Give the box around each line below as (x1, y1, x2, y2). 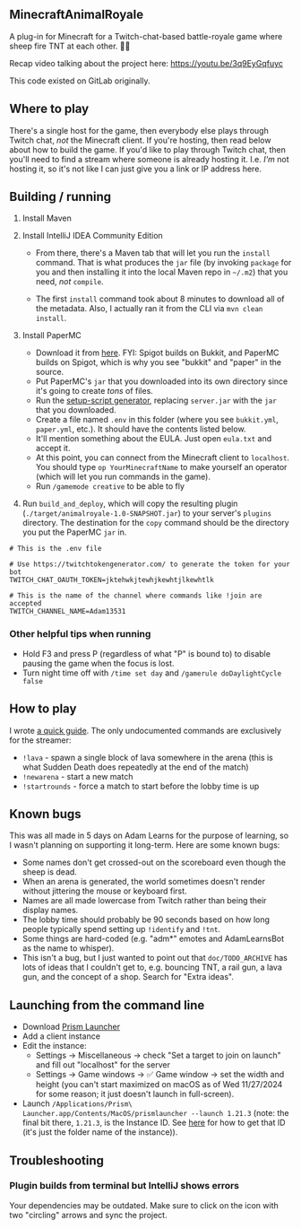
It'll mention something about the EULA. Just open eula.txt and (35, 433, 271, 444)
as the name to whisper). (21, 943, 115, 954)
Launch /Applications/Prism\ (21, 1098, 133, 1109)
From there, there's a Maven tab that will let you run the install (35, 248, 271, 258)
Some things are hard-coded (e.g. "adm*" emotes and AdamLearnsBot (21, 933, 285, 945)
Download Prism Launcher (21, 1022, 121, 1033)
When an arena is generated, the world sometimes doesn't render (21, 876, 266, 887)
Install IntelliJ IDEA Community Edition (21, 231, 163, 241)
